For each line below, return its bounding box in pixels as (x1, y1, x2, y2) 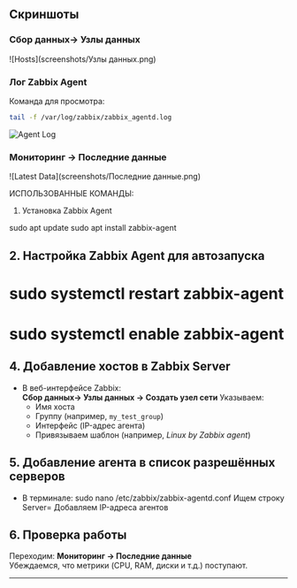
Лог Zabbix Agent (9, 75, 88, 88)
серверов (9, 469, 65, 485)
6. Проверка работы (9, 527, 127, 542)
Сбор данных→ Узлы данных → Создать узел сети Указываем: (21, 392, 264, 402)
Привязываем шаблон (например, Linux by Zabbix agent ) (34, 429, 251, 440)
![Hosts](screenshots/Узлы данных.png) (9, 53, 156, 65)
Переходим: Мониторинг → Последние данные (9, 551, 193, 561)
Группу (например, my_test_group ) (34, 410, 164, 421)
